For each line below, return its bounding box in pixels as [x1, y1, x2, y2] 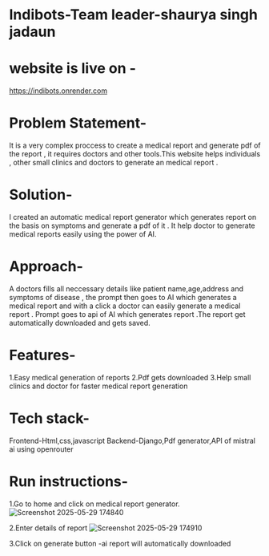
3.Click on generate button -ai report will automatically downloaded [9, 538, 231, 548]
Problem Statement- [9, 114, 147, 132]
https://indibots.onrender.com [9, 86, 107, 95]
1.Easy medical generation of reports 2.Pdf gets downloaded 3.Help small [9, 372, 251, 382]
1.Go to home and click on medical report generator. [9, 499, 180, 509]
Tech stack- [9, 409, 90, 428]
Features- [9, 347, 76, 364]
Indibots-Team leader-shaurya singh [9, 6, 259, 24]
